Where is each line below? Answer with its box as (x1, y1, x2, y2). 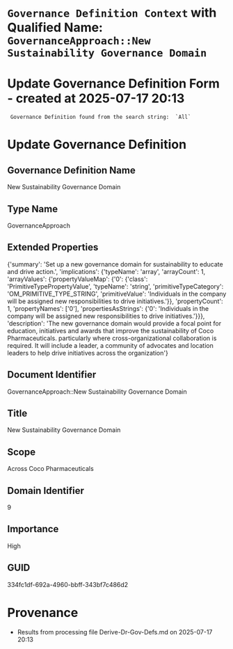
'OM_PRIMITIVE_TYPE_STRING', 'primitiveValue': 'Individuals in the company (7, 289, 227, 298)
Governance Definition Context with (7, 5, 217, 21)
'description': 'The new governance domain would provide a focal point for (7, 319, 221, 328)
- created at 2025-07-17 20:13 (7, 90, 185, 106)
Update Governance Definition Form (7, 76, 220, 92)
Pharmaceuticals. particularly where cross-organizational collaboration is (7, 334, 217, 342)
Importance (7, 523, 59, 535)
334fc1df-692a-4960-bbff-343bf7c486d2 (7, 580, 129, 588)
